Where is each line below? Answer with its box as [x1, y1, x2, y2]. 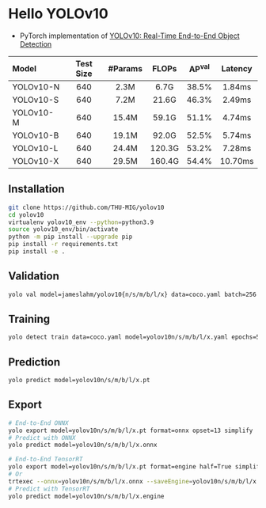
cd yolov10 [8, 210, 44, 218]
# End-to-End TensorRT [8, 456, 83, 464]
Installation [8, 183, 65, 196]
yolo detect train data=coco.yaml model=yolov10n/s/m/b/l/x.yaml [8, 333, 228, 341]
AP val [188, 63, 210, 75]
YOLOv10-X [12, 155, 59, 166]
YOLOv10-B [12, 130, 59, 141]
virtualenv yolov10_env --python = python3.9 [8, 218, 154, 226]
